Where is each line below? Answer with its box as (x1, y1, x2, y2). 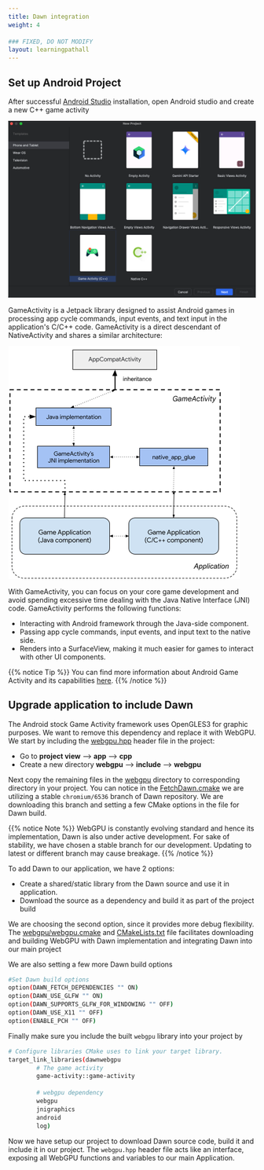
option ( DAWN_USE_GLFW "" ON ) (8, 992, 104, 1000)
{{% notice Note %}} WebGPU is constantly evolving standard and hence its (8, 823, 255, 833)
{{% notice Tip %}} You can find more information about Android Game (8, 667, 239, 677)
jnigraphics (36, 1105, 76, 1113)
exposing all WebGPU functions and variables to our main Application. (8, 1153, 235, 1162)
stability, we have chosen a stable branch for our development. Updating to (8, 840, 252, 849)
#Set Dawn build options (8, 975, 90, 984)
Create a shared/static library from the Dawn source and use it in (19, 878, 230, 888)
